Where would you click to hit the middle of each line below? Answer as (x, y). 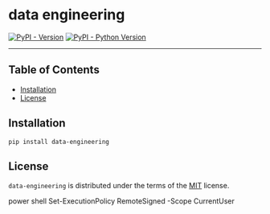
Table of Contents (54, 70)
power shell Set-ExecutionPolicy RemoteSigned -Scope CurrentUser (122, 201)
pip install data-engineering (59, 142)
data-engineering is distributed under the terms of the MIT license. (119, 186)
